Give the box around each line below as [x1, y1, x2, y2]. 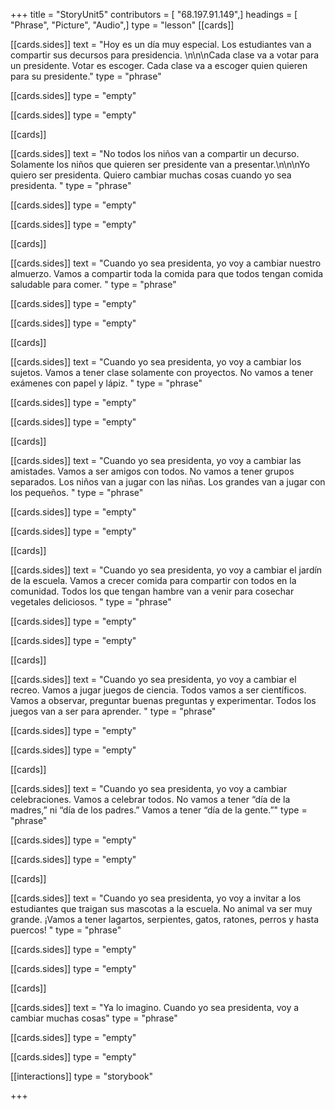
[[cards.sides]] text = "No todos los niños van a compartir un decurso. [10, 148, 300, 159]
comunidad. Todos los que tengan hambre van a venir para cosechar [10, 585, 295, 597]
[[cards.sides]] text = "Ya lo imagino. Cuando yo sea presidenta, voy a [10, 1002, 300, 1013]
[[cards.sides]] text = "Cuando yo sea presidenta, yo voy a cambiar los [10, 356, 302, 368]
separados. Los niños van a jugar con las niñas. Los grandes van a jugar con [10, 476, 326, 488]
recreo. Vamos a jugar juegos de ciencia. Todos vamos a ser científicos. [10, 684, 307, 696]
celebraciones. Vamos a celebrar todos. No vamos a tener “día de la [10, 794, 291, 805]
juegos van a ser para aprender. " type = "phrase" [10, 705, 217, 717]
